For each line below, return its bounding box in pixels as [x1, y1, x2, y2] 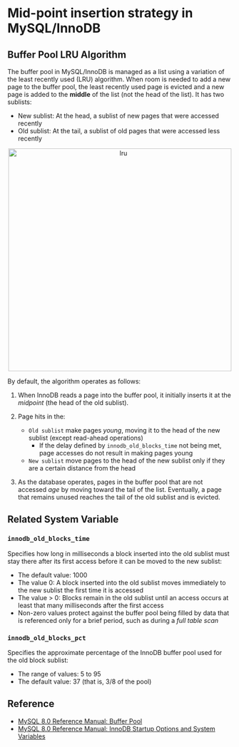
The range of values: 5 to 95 [17, 669, 101, 678]
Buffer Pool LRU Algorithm [7, 48, 127, 61]
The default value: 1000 [17, 570, 88, 579]
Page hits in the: [17, 412, 66, 421]
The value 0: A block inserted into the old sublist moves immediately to [17, 578, 226, 587]
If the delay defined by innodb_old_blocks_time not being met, [39, 441, 222, 450]
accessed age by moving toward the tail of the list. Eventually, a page [17, 485, 223, 493]
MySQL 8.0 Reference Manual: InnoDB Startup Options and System [17, 724, 215, 733]
